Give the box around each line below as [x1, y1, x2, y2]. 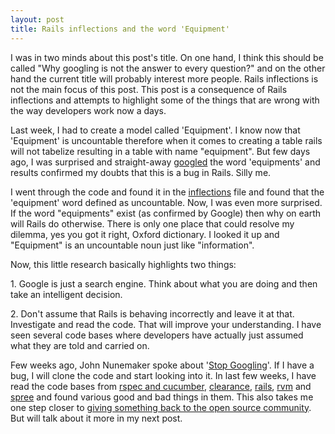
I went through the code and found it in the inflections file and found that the [10, 186, 325, 198]
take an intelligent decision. [10, 288, 123, 300]
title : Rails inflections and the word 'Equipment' [10, 24, 230, 34]
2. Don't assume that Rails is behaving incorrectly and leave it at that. [10, 307, 295, 320]
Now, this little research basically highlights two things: [10, 258, 237, 270]
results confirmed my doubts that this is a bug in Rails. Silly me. [10, 166, 272, 178]
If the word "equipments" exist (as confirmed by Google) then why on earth [10, 207, 322, 219]
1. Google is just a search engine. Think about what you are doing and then [10, 277, 318, 290]
